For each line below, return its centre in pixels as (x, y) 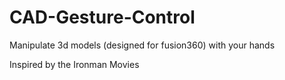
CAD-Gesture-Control (102, 17)
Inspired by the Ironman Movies (74, 64)
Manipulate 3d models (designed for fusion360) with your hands (142, 45)
